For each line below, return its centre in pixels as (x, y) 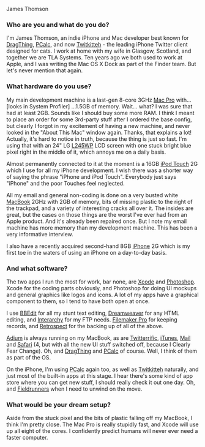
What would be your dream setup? (59, 405)
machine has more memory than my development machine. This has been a (102, 227)
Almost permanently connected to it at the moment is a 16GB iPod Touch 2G (102, 163)
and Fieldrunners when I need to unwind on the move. (74, 389)
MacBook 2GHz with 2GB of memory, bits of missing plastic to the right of (99, 201)
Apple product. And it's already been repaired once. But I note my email (97, 221)
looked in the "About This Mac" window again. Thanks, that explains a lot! (99, 132)
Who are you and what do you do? (58, 24)
